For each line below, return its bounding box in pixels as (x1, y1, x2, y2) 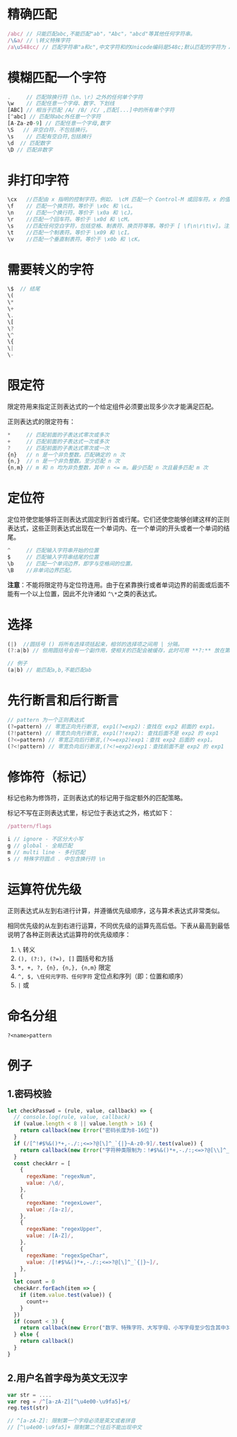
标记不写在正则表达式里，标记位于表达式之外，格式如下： (7, 809, 174, 817)
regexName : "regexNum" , (25, 1173, 97, 1180)
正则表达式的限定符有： (7, 417, 75, 426)
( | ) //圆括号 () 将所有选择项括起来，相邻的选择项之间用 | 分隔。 (7, 640, 183, 648)
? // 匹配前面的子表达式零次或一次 (7, 444, 109, 452)
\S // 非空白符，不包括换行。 (7, 126, 91, 133)
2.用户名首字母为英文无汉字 (7, 1372, 128, 1385)
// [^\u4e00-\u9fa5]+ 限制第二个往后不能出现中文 (7, 1424, 142, 1431)
